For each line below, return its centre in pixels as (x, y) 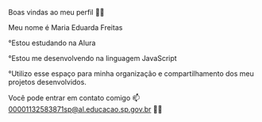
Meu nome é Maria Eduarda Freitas (65, 27)
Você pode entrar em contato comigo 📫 (74, 98)
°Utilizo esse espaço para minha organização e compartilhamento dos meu (131, 74)
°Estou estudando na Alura (52, 43)
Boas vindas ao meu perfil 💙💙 (56, 12)
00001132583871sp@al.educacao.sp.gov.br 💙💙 (85, 109)
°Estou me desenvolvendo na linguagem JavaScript (92, 58)
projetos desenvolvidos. (48, 82)
